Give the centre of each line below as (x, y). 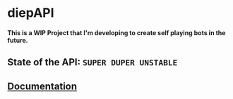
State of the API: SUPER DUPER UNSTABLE (92, 62)
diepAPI (31, 13)
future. (18, 40)
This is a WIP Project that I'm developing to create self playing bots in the (116, 32)
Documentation (42, 86)
